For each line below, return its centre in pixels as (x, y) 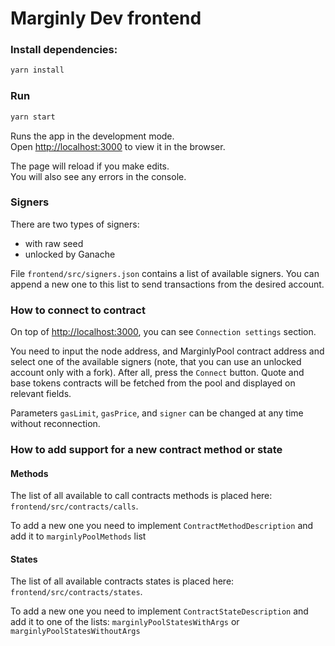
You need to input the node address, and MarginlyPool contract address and (167, 351)
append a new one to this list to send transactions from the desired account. (167, 284)
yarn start (33, 117)
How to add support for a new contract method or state (146, 450)
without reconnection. (55, 424)
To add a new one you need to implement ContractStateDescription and (159, 611)
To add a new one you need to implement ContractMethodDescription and (162, 526)
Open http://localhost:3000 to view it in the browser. (118, 146)
